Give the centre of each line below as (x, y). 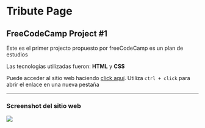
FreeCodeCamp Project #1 (57, 34)
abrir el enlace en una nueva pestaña (53, 84)
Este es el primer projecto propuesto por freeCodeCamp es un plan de (95, 48)
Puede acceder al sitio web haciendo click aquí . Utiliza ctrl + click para (98, 78)
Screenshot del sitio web (44, 106)
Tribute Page (40, 11)
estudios (17, 55)
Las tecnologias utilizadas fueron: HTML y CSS (66, 66)
